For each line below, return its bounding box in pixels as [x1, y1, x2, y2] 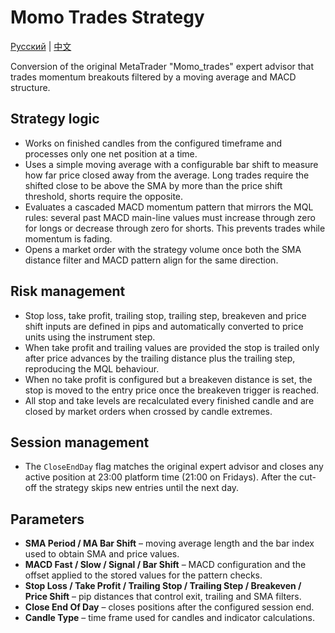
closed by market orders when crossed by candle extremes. [24, 405, 273, 417]
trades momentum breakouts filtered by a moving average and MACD [10, 71, 297, 83]
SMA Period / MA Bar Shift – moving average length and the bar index [24, 537, 315, 550]
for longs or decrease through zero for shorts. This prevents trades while [24, 222, 326, 234]
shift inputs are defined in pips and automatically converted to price [24, 320, 304, 332]
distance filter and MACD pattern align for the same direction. [24, 254, 279, 266]
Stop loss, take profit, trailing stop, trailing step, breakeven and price [24, 309, 307, 321]
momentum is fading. [24, 232, 113, 245]
